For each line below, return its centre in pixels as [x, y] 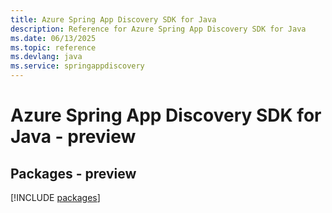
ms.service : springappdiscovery [77, 66]
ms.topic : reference [53, 47]
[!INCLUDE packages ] [55, 197]
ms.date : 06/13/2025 [53, 38]
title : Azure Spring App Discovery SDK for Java [113, 19]
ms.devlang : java [46, 57]
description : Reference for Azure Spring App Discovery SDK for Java [158, 29]
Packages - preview [73, 173]
